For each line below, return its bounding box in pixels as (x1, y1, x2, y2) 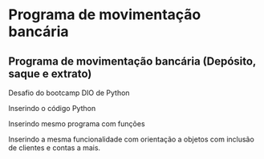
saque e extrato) (8, 66, 92, 81)
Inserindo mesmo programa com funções (8, 119, 146, 129)
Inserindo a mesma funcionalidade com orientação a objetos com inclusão (8, 134, 254, 144)
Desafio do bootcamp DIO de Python (8, 88, 130, 97)
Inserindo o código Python (8, 104, 96, 113)
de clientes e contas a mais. (8, 143, 101, 153)
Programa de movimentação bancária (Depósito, (8, 54, 257, 68)
